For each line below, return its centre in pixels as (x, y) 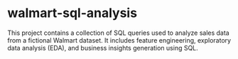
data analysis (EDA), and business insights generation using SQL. (103, 48)
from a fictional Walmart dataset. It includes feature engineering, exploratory (119, 40)
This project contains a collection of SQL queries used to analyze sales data (118, 33)
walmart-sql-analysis (72, 13)
